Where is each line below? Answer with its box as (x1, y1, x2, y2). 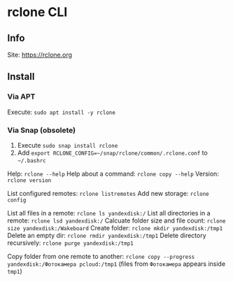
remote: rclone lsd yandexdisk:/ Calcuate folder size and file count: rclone (7, 216, 226, 225)
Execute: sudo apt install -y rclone (7, 108, 115, 116)
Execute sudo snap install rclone (17, 141, 118, 149)
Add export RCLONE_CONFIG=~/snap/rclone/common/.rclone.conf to (17, 148, 208, 157)
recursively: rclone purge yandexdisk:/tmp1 (7, 239, 134, 247)
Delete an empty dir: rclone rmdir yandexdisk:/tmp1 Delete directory (7, 231, 206, 239)
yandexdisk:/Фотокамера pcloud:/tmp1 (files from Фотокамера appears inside (7, 260, 226, 268)
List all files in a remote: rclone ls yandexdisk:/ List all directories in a (7, 209, 211, 217)
